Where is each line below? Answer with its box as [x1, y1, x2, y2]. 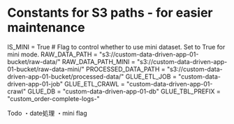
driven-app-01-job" [7, 79, 63, 88]
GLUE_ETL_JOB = [125, 72, 177, 81]
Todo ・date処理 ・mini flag [7, 109, 87, 117]
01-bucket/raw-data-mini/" [7, 65, 85, 73]
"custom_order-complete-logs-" [7, 94, 100, 102]
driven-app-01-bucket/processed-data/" [7, 72, 124, 81]
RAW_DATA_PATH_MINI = [61, 57, 136, 65]
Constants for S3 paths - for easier [7, 5, 213, 21]
